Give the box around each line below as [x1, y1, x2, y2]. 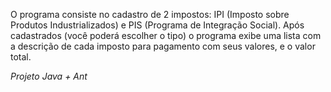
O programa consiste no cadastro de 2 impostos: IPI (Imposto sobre [10, 9, 290, 20]
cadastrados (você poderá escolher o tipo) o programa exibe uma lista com [10, 30, 322, 41]
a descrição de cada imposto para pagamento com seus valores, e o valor [10, 40, 316, 52]
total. [10, 51, 32, 63]
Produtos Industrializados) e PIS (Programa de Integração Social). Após [10, 19, 305, 31]
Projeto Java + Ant [10, 70, 88, 82]
